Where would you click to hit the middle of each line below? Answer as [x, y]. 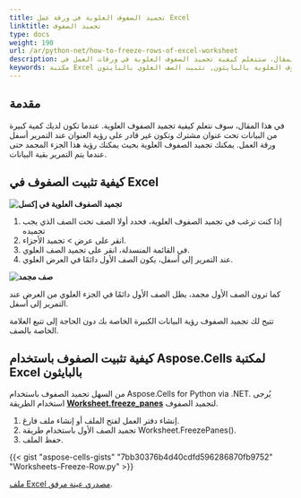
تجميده [34, 230]
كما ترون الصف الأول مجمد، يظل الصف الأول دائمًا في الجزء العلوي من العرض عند [145, 294]
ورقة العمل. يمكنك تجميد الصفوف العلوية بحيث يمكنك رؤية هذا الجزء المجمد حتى [142, 144]
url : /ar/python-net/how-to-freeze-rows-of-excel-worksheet [124, 51]
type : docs [30, 34]
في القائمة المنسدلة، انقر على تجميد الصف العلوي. [106, 249]
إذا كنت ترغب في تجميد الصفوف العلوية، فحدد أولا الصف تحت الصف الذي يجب [152, 221]
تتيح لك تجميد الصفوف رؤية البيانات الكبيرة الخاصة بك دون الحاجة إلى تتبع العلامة [142, 321]
